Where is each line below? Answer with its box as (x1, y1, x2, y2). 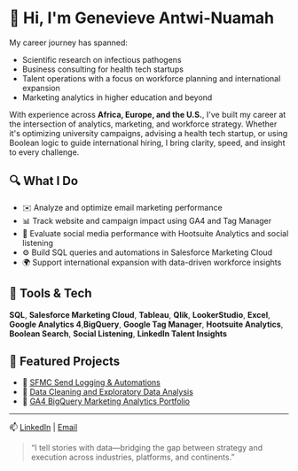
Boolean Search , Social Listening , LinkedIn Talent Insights (9, 328, 228, 339)
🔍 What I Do (9, 174, 78, 189)
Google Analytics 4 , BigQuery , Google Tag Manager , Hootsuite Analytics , (9, 319, 284, 329)
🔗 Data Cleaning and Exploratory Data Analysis (21, 387, 193, 398)
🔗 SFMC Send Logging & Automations (21, 377, 161, 388)
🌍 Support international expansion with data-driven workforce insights (21, 257, 282, 267)
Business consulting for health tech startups (21, 64, 184, 74)
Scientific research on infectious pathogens (21, 54, 182, 65)
